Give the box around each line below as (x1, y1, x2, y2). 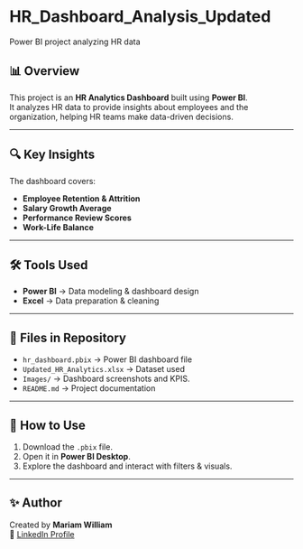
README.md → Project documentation (22, 383, 156, 394)
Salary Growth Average (22, 202, 112, 213)
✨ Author (9, 495, 63, 511)
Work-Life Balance (22, 221, 95, 232)
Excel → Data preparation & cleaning (22, 295, 160, 306)
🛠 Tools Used (9, 257, 88, 273)
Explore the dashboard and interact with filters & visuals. (22, 461, 233, 471)
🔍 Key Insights (9, 147, 96, 163)
